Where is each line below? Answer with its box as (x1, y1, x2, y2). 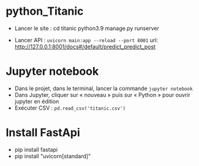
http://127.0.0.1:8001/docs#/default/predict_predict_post (14, 43, 156, 50)
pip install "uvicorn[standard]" (14, 152, 91, 160)
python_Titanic (6, 4, 84, 18)
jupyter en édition (14, 97, 59, 105)
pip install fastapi (14, 146, 58, 153)
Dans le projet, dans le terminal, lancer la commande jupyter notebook (14, 85, 193, 92)
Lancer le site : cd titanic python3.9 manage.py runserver (14, 25, 160, 32)
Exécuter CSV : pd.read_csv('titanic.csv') (14, 104, 126, 111)
